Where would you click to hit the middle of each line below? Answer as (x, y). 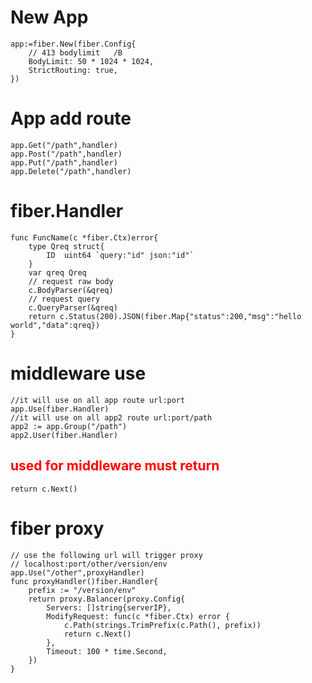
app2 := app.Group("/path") (69, 426)
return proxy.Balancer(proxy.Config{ (107, 599)
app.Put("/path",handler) (64, 162)
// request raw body (71, 281)
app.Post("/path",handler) (66, 154)
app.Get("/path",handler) (64, 145)
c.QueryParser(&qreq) (73, 307)
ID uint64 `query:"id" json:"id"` (120, 255)
